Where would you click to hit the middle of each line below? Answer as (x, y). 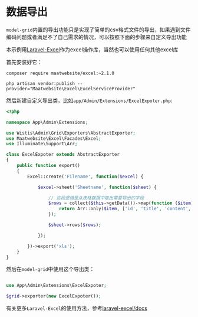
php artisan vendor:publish (41, 83)
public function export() (49, 166)
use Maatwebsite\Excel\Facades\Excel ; (54, 138)
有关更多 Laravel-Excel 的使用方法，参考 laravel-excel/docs (77, 308)
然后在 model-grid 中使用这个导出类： (50, 269)
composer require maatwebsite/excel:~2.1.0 (60, 73)
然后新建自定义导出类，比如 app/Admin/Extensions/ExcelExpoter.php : (89, 100)
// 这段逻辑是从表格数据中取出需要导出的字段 (96, 198)
